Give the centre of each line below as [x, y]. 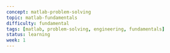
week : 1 [16, 40]
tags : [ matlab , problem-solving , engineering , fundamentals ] [86, 29]
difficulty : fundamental [38, 23]
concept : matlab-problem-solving [49, 12]
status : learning [28, 35]
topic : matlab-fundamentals [42, 18]
